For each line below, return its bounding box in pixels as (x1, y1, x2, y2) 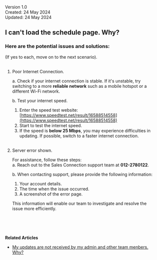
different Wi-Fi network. (12, 88, 60, 94)
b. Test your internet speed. (12, 97, 68, 103)
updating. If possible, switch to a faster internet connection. (19, 133, 139, 139)
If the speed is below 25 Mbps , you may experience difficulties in (19, 128, 151, 133)
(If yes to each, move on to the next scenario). (5, 54, 98, 60)
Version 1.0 (5, 4, 27, 10)
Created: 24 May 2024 (5, 9, 51, 15)
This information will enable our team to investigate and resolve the (12, 200, 147, 206)
